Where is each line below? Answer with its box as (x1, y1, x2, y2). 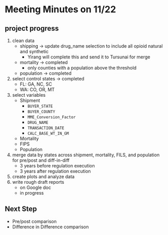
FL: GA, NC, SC (19, 81, 52, 87)
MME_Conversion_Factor (27, 115, 76, 120)
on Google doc (19, 184, 52, 190)
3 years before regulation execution (19, 163, 95, 168)
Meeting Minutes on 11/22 (5, 4, 116, 15)
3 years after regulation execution (19, 168, 91, 174)
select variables (12, 92, 46, 98)
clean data (12, 37, 35, 44)
